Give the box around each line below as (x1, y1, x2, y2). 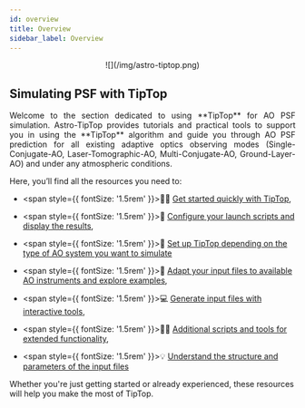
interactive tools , (22, 306, 85, 317)
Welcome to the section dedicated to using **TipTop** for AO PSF (9, 110, 296, 121)
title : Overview (9, 24, 71, 34)
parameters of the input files (22, 361, 130, 372)
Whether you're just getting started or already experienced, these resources (9, 379, 295, 390)
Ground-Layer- (240, 149, 296, 160)
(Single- (265, 139, 296, 150)
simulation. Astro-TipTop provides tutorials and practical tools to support (9, 120, 296, 131)
